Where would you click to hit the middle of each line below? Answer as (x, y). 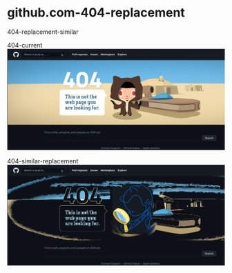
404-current (25, 45)
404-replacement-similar (43, 32)
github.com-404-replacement (96, 13)
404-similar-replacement (43, 161)
